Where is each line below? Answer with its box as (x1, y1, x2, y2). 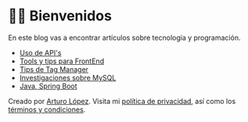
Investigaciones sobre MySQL (19, 73, 117, 82)
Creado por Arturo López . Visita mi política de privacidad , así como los (8, 96, 236, 106)
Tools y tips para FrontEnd (19, 56, 104, 66)
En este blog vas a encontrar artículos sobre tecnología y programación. (8, 33, 241, 42)
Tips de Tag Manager (19, 64, 88, 74)
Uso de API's (19, 48, 62, 57)
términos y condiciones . (8, 105, 86, 114)
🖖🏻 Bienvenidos (8, 7, 112, 25)
